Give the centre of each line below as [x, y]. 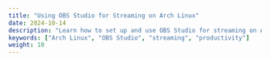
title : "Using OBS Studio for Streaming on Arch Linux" [104, 15]
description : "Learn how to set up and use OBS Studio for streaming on [133, 30]
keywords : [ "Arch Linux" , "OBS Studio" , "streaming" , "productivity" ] [129, 38]
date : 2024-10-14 [37, 23]
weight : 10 [27, 45]
